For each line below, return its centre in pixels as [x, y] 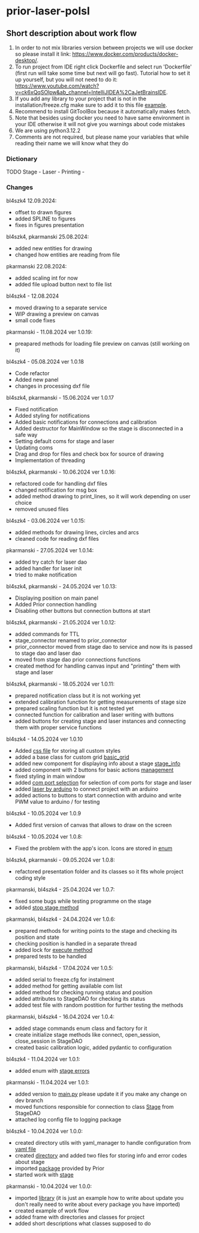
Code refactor [32, 373]
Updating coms [34, 447]
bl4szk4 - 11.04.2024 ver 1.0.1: [43, 1059]
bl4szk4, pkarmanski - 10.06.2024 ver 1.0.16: [61, 472]
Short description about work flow [72, 33]
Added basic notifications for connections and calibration [86, 422]
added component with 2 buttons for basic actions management [94, 770]
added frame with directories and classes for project [80, 1217]
